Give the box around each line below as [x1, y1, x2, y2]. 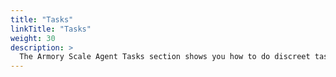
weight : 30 [10, 33, 56, 43]
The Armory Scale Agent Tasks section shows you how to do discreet [19, 52, 311, 62]
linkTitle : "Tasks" [10, 24, 92, 34]
